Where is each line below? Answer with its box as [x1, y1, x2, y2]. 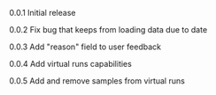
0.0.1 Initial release [9, 8, 76, 18]
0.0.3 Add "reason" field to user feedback [9, 41, 162, 52]
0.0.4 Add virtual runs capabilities [9, 59, 133, 69]
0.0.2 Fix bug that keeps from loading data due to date [9, 25, 208, 34]
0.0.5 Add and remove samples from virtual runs [9, 76, 186, 86]
